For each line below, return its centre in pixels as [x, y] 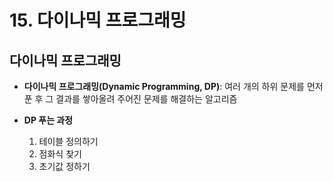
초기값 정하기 [64, 166]
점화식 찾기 [60, 154]
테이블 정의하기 [68, 141]
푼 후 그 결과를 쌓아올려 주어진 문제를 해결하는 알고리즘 [130, 99]
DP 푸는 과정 [48, 120]
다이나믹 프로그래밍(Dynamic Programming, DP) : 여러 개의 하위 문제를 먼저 [173, 86]
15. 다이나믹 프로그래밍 [98, 20]
